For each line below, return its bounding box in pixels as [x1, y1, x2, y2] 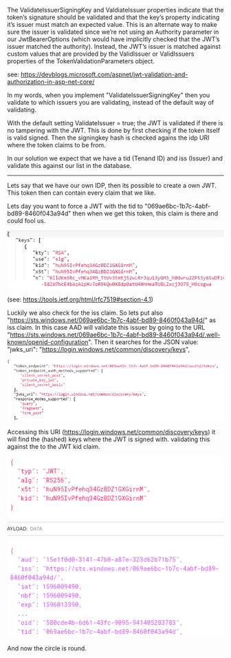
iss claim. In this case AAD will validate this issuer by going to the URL [7, 323, 206, 331]
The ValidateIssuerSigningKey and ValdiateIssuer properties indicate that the [7, 6, 224, 14]
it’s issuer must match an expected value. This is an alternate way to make [7, 21, 218, 28]
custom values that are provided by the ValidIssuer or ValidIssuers [7, 50, 195, 58]
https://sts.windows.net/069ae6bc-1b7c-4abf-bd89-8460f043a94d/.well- [10, 330, 221, 339]
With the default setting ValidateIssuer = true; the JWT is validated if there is [7, 119, 223, 127]
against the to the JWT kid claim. [7, 443, 100, 451]
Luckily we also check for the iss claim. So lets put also [7, 308, 164, 317]
